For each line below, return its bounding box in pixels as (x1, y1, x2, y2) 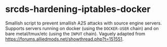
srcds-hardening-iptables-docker (5, 3, 151, 15)
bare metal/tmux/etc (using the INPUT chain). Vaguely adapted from (5, 30, 145, 36)
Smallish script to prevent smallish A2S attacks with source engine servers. (5, 20, 162, 26)
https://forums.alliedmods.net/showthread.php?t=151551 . (5, 36, 124, 42)
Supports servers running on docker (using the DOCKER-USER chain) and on (5, 25, 159, 31)
